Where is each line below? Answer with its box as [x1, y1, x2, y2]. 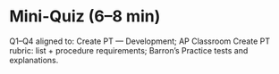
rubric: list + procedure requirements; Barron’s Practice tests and [9, 45, 249, 55]
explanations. [9, 54, 59, 65]
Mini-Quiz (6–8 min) [9, 6, 161, 27]
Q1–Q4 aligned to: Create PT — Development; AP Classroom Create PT [9, 36, 271, 46]
